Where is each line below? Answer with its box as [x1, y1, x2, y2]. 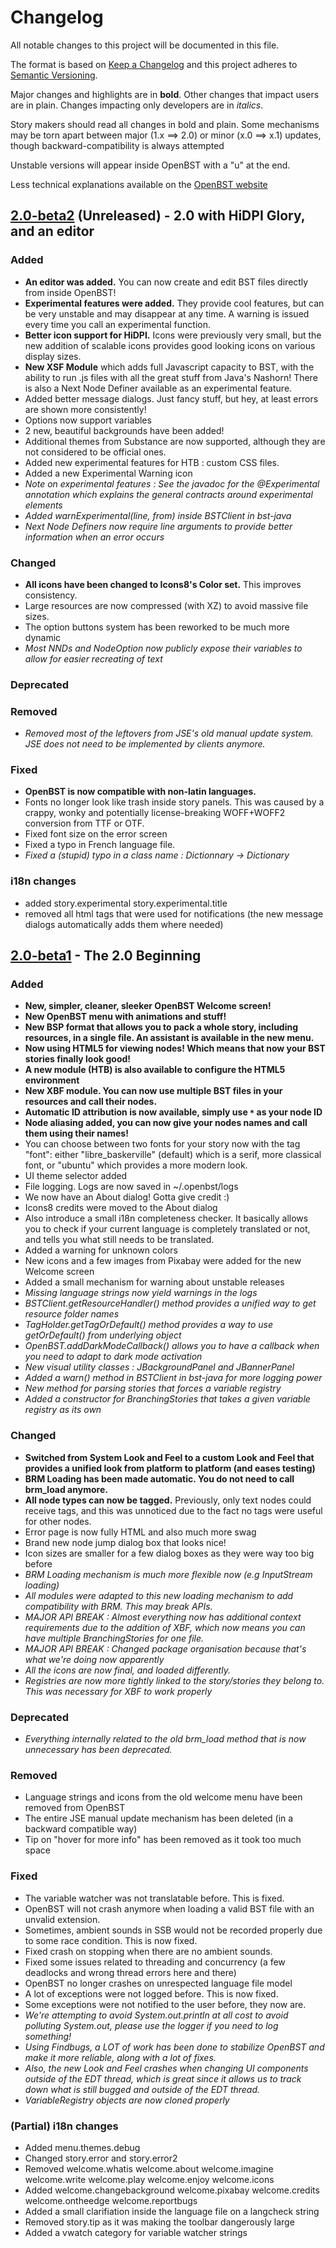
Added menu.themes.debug [24, 2141, 141, 2153]
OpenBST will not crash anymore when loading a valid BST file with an [24, 1902, 315, 1915]
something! [24, 2030, 72, 2042]
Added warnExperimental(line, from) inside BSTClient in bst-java [24, 509, 292, 521]
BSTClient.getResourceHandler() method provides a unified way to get [24, 1297, 317, 1310]
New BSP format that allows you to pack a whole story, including [24, 1021, 299, 1033]
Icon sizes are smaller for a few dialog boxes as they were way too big [24, 1547, 315, 1559]
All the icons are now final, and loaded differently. [24, 1664, 231, 1676]
